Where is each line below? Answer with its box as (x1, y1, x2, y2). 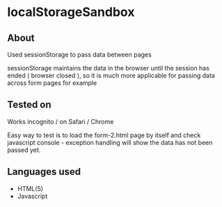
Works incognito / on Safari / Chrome (7, 117, 114, 125)
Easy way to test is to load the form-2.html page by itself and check (7, 130, 201, 139)
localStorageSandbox (7, 4, 135, 20)
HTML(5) (17, 184, 44, 192)
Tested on (7, 99, 51, 111)
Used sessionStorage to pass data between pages (7, 50, 152, 59)
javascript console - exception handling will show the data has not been (7, 138, 213, 146)
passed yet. (7, 146, 41, 154)
